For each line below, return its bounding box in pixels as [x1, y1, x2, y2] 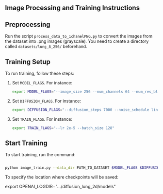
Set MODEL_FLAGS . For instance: [12, 80, 73, 86]
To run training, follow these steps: [5, 70, 74, 77]
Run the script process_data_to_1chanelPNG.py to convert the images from [5, 33, 153, 39]
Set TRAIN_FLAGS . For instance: [12, 116, 73, 122]
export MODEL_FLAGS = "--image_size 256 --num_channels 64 [12, 89, 130, 94]
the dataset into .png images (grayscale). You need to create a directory [5, 38, 149, 44]
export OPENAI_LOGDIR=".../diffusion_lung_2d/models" [5, 184, 116, 190]
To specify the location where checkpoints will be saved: [5, 174, 119, 180]
